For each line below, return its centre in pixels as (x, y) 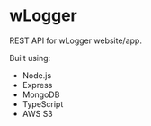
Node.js (37, 75)
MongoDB (41, 94)
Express (37, 85)
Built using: (30, 58)
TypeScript (43, 103)
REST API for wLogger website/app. (75, 40)
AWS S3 (38, 113)
